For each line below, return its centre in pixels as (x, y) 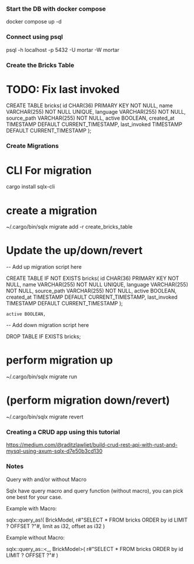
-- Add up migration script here (44, 267)
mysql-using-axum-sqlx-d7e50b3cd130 (54, 451)
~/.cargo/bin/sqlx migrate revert (45, 417)
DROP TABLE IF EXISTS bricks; (44, 337)
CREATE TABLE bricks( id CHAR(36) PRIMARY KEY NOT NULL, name (90, 105)
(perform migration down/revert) (88, 400)
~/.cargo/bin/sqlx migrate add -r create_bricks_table (69, 227)
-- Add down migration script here (48, 325)
